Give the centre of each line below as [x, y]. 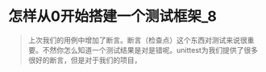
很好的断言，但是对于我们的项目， [85, 60]
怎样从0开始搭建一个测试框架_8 [113, 16]
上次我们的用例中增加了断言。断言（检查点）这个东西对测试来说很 [137, 40]
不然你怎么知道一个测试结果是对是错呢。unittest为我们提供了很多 [150, 50]
